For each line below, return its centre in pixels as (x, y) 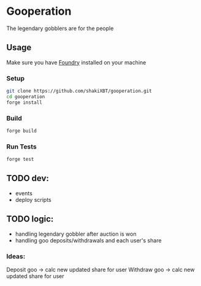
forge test (20, 160)
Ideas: (16, 256)
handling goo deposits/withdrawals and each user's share (88, 240)
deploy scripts (33, 199)
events (24, 193)
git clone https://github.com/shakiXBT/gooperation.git (79, 91)
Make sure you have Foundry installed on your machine (76, 62)
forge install (25, 102)
